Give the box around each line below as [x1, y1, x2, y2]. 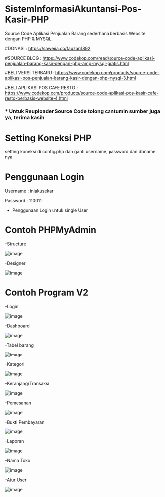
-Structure [5, 241, 26, 247]
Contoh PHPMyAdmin [5, 224, 97, 235]
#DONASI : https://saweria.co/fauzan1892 [5, 45, 91, 51]
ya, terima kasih [5, 114, 45, 121]
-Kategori [5, 361, 25, 367]
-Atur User [5, 477, 27, 483]
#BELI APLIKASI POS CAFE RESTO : [5, 84, 78, 90]
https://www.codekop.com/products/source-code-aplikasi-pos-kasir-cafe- [5, 90, 159, 96]
